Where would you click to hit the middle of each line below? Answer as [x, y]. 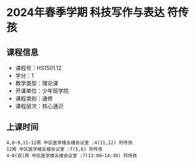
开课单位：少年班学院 [42, 91]
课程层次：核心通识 [39, 106]
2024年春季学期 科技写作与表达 [86, 12]
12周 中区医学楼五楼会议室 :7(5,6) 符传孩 [55, 149]
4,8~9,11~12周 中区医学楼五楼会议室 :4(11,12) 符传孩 [69, 143]
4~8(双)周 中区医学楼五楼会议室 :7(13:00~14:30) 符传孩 [72, 155]
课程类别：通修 [34, 98]
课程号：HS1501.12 [38, 68]
